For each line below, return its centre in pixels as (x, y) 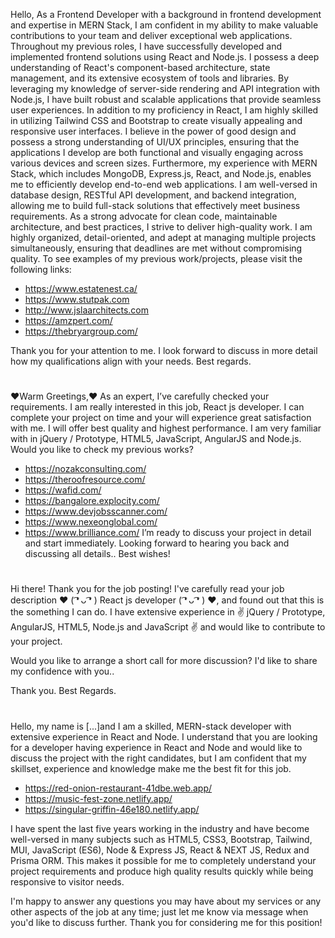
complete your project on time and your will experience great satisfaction (161, 418)
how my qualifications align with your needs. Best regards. (131, 361)
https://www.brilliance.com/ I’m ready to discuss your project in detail (168, 533)
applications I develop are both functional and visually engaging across (157, 152)
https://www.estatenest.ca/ (81, 288)
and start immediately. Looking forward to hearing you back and (157, 543)
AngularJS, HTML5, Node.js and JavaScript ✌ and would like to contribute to (168, 627)
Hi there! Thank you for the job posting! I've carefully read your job (147, 589)
